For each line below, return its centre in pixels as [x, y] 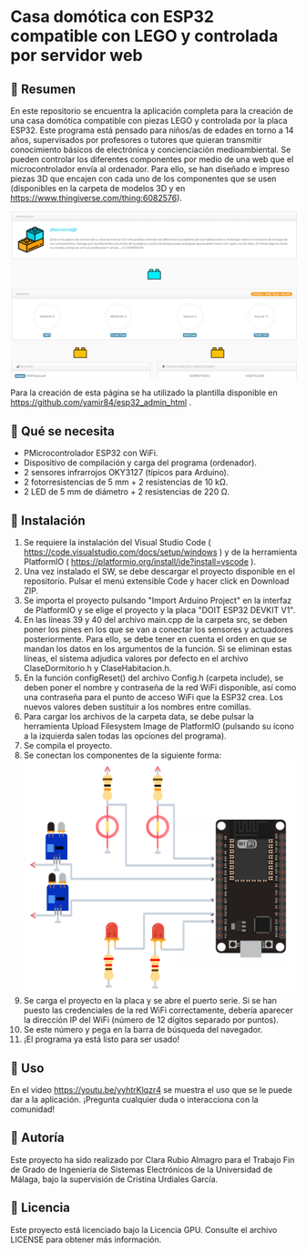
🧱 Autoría [37, 1138]
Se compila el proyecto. [68, 745]
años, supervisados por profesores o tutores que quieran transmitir [136, 140]
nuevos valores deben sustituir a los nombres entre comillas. [137, 707]
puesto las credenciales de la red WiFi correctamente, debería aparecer [158, 1010]
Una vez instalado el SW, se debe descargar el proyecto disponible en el [159, 571]
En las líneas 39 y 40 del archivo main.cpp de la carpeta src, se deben [155, 619]
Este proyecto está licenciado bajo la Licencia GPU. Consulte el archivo [144, 1229]
